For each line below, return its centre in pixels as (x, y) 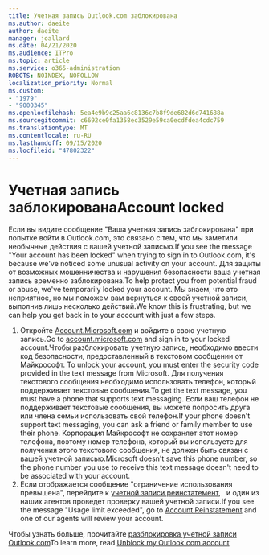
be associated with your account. (75, 476)
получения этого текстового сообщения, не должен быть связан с (134, 450)
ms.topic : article (39, 61)
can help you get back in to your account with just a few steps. (112, 315)
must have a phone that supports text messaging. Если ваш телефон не (139, 399)
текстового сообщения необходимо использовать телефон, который (138, 382)
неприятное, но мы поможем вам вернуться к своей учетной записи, (128, 298)
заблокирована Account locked (116, 207)
